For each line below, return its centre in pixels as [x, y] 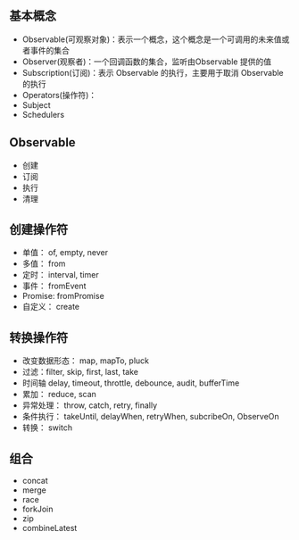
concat [35, 481]
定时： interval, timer [61, 275]
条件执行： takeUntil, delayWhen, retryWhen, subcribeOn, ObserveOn [150, 417]
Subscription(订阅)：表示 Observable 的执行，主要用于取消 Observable [153, 72]
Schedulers [43, 114]
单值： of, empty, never [65, 253]
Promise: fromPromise [63, 296]
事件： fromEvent [54, 286]
